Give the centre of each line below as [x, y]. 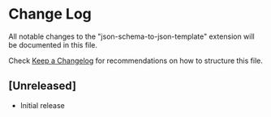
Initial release [42, 105]
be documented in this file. [53, 44]
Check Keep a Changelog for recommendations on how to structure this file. [136, 61]
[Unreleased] [43, 86]
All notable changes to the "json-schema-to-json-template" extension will [132, 36]
